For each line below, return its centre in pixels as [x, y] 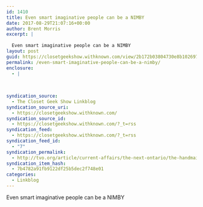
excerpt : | [20, 34]
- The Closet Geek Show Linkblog [54, 101]
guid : [13, 57]
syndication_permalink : [36, 152]
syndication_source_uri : [37, 107]
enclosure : [20, 68]
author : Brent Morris [34, 29]
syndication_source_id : [36, 118]
